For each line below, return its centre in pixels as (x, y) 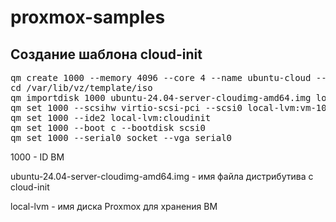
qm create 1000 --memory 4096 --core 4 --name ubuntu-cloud (161, 77)
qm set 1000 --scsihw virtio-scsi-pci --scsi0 (126, 107)
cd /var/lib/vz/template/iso (81, 87)
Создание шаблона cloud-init (106, 54)
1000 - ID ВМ (37, 157)
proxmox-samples (88, 17)
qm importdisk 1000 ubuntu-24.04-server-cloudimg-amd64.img (161, 97)
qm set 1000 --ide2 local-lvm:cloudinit (111, 117)
